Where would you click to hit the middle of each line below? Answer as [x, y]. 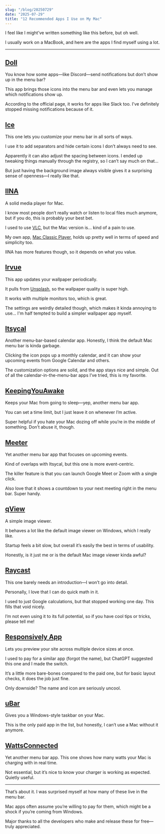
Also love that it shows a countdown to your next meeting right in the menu [81, 488]
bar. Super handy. [23, 494]
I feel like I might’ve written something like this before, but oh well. [72, 33]
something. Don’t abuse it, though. [40, 427]
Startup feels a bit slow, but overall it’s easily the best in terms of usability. [80, 545]
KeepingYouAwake [35, 391]
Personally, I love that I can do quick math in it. [52, 592]
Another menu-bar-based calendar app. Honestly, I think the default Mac [79, 340]
